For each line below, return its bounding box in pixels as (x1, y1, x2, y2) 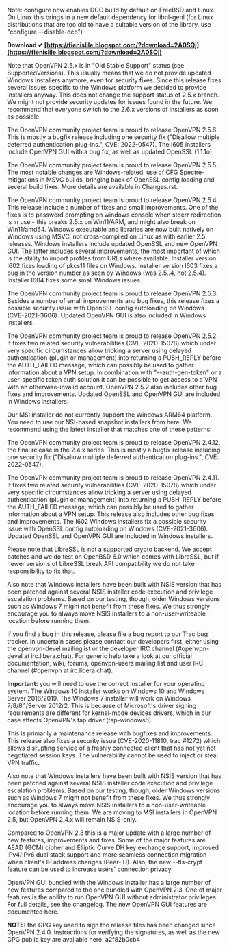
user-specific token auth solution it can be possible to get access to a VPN (7, 376, 217, 383)
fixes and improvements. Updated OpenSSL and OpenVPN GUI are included (7, 390, 221, 398)
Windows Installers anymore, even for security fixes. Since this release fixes (7, 76, 221, 84)
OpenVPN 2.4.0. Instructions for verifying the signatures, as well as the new (7, 928, 220, 936)
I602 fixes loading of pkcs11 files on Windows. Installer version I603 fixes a (7, 262, 218, 269)
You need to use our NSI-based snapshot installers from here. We (7, 418, 193, 426)
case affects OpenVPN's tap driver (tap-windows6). (7, 716, 153, 724)
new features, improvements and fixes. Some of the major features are (7, 836, 206, 844)
